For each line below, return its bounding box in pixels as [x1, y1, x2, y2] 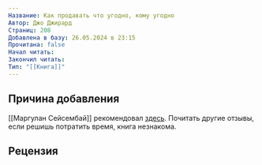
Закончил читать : [8, 56, 65, 64]
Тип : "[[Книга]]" [8, 63, 65, 71]
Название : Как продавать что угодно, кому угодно [8, 11, 175, 20]
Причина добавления [8, 92, 120, 106]
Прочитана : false [8, 41, 65, 49]
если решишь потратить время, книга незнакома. [8, 122, 177, 131]
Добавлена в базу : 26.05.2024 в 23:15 [8, 33, 136, 42]
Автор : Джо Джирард [8, 19, 73, 27]
